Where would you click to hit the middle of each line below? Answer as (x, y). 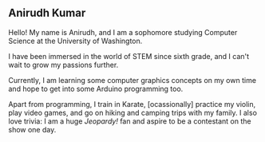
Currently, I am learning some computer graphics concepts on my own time (132, 80)
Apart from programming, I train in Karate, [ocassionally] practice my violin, (132, 104)
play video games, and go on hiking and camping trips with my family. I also (133, 112)
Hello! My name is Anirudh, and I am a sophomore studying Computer (123, 32)
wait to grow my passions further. (63, 65)
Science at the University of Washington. (75, 41)
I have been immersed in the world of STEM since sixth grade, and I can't (129, 56)
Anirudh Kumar (47, 13)
